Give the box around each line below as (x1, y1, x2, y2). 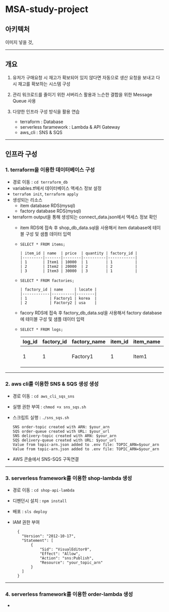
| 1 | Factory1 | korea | (20, 296, 97, 301)
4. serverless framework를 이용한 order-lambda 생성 (5, 591, 133, 598)
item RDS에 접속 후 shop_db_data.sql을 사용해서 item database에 (20, 225, 152, 231)
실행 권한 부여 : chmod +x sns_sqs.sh (12, 404, 87, 410)
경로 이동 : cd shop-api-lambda (12, 487, 75, 493)
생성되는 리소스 (12, 197, 43, 203)
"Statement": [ (22, 538, 54, 543)
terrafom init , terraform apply (12, 191, 79, 197)
